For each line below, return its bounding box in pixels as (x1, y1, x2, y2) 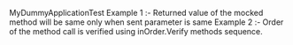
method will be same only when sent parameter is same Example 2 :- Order (9, 17, 284, 27)
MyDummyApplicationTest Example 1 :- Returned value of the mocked (9, 8, 264, 18)
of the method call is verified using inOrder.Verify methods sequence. (9, 26, 263, 36)
